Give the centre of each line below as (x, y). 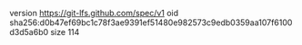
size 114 (65, 32)
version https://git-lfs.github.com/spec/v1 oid (94, 13)
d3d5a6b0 (29, 32)
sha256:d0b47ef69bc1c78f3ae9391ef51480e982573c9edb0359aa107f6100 (151, 22)
